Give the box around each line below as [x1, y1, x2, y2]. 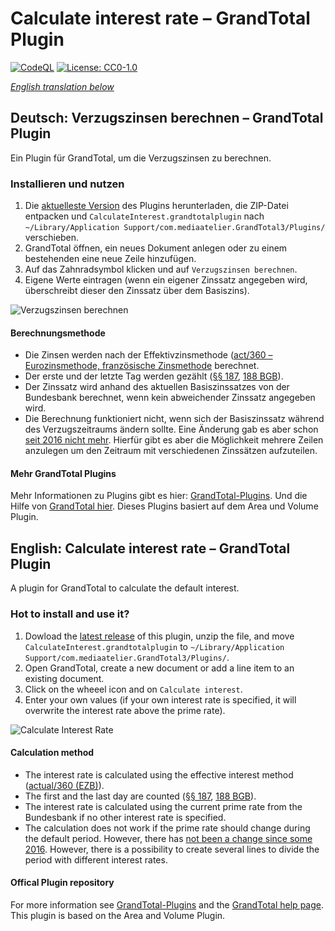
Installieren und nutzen [10, 177, 125, 191]
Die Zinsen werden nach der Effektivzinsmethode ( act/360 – [24, 349, 273, 361]
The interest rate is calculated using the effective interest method [24, 768, 294, 781]
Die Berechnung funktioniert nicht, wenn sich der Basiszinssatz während [24, 413, 325, 425]
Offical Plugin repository [10, 877, 115, 889]
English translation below [10, 80, 115, 92]
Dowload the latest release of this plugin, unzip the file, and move [24, 630, 295, 642]
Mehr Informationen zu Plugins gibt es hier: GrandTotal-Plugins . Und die [10, 490, 308, 502]
